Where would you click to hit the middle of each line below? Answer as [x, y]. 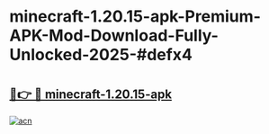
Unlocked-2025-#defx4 [101, 55]
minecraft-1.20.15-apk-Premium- [135, 17]
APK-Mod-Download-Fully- [114, 36]
